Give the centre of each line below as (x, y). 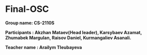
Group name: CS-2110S (30, 23)
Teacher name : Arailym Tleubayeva (44, 47)
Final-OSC (27, 9)
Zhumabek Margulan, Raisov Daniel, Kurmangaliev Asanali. (68, 38)
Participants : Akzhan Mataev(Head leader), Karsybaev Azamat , (73, 32)
